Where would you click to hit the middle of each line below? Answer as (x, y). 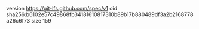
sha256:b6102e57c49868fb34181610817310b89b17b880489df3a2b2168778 (100, 14)
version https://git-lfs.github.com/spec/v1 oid (62, 8)
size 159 (42, 21)
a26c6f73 (18, 21)
